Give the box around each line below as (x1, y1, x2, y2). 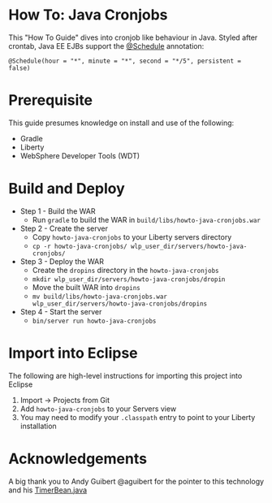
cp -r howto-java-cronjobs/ (32, 242, 127, 250)
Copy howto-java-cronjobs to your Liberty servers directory (32, 232, 232, 241)
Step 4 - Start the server (19, 306, 102, 316)
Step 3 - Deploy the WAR (19, 256, 104, 266)
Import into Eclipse (8, 344, 138, 362)
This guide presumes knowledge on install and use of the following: (8, 118, 235, 128)
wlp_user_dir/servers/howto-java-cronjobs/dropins (32, 299, 208, 308)
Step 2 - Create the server (19, 223, 108, 233)
